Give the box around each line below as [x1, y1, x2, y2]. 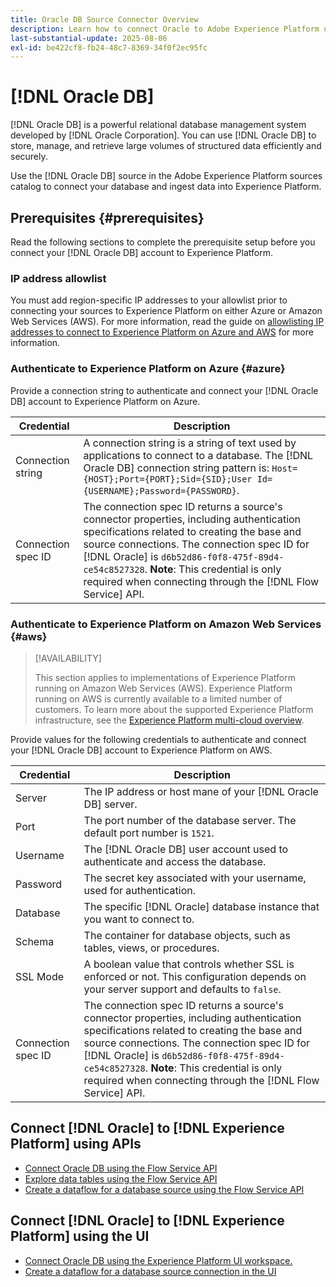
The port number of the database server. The [83, 813, 297, 827]
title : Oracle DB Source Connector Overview [10, 14, 199, 25]
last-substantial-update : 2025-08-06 [10, 33, 168, 43]
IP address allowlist [10, 271, 107, 285]
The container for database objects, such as [83, 928, 292, 942]
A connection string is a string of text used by [83, 436, 297, 450]
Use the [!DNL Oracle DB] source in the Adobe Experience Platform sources [10, 170, 323, 182]
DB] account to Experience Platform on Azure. [10, 395, 201, 407]
